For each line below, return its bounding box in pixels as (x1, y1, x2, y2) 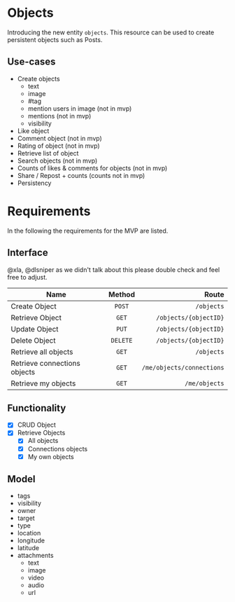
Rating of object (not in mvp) (17, 142, 100, 150)
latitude (17, 544, 40, 552)
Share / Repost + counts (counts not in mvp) (17, 171, 145, 179)
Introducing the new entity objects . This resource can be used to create (7, 28, 215, 36)
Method (108, 289, 135, 299)
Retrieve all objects (10, 347, 73, 357)
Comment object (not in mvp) (17, 134, 103, 142)
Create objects (17, 74, 61, 83)
